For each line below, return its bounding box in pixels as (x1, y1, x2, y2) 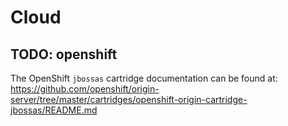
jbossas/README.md (10, 104, 98, 116)
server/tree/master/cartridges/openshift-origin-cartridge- (10, 94, 248, 105)
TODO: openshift (10, 46, 118, 63)
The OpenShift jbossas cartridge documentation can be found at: (10, 72, 278, 84)
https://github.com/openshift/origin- (10, 83, 160, 95)
